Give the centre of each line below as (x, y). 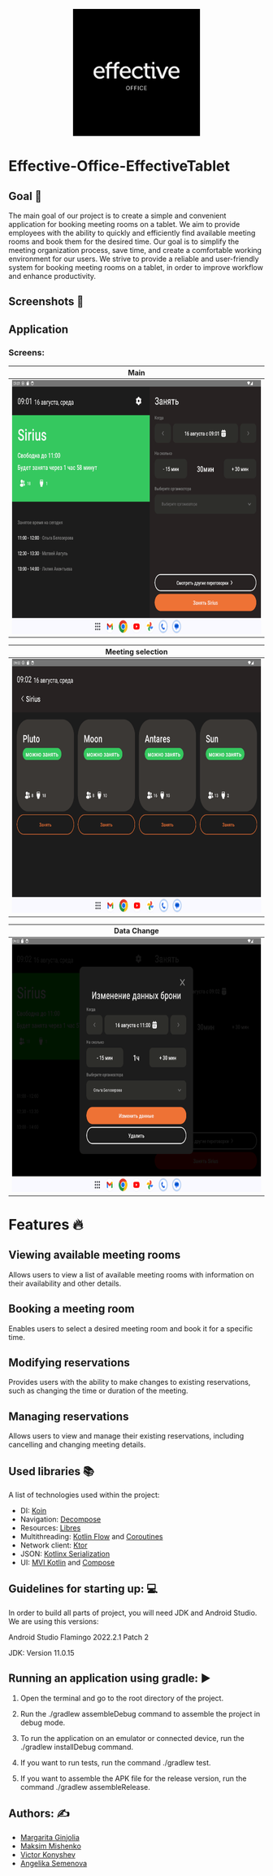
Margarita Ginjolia (50, 1837)
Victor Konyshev (48, 1854)
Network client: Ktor (54, 1545)
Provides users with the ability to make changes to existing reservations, (130, 1382)
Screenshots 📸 (46, 302)
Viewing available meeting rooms (95, 1255)
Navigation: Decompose (61, 1519)
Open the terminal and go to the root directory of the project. (122, 1698)
